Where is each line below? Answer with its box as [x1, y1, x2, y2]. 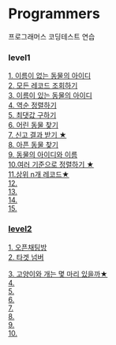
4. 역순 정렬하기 [8, 100, 57, 111]
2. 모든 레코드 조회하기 [8, 81, 78, 91]
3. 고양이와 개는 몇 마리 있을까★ [8, 269, 108, 279]
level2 [8, 223, 32, 234]
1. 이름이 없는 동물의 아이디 [8, 71, 92, 81]
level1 [8, 52, 31, 63]
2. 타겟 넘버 [8, 252, 44, 261]
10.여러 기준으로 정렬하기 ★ [8, 159, 95, 170]
